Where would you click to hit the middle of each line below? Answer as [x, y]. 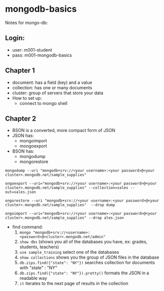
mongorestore [34, 162]
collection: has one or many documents [52, 87]
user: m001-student [32, 50]
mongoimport [33, 141]
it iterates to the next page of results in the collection [74, 284]
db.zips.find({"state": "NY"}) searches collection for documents [87, 263]
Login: [15, 38]
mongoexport [33, 146]
